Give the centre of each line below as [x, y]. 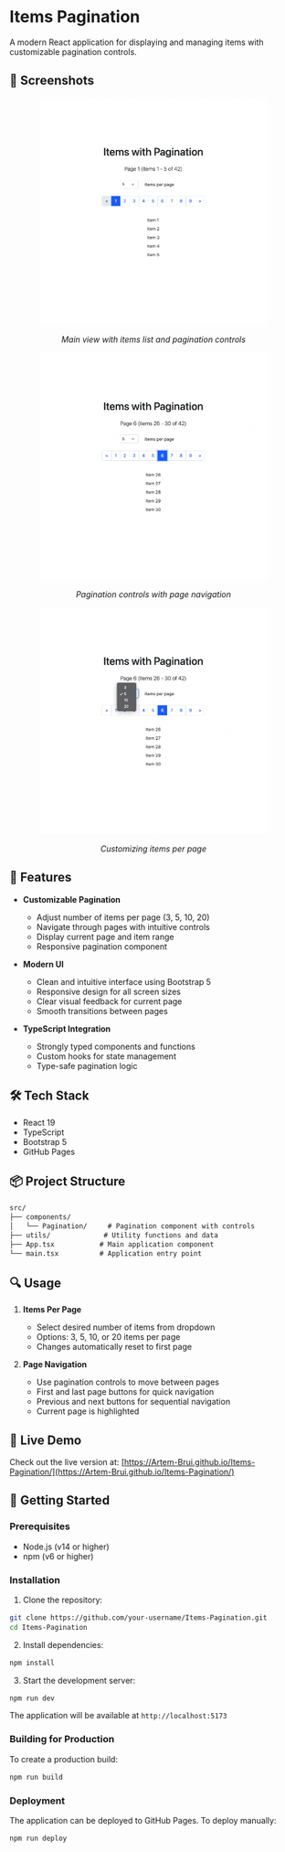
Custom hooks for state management [106, 1056]
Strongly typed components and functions [116, 1046]
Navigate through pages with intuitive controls [123, 926]
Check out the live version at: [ [67, 1461]
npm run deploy [38, 1838]
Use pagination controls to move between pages [127, 1382]
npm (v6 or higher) [58, 1556]
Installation [35, 1579]
